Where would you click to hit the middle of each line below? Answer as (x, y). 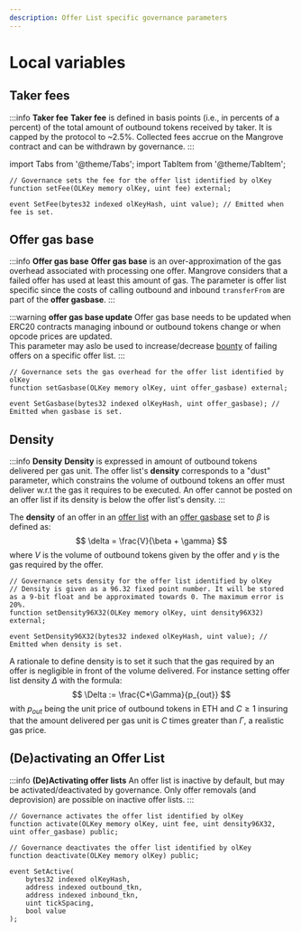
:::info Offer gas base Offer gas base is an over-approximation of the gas (146, 261)
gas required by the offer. (56, 565)
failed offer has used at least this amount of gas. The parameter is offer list (148, 280)
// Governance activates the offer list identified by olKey (127, 816)
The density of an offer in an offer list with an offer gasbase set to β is (140, 517)
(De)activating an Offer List (87, 759)
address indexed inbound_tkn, (82, 895)
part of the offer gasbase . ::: (62, 300)
